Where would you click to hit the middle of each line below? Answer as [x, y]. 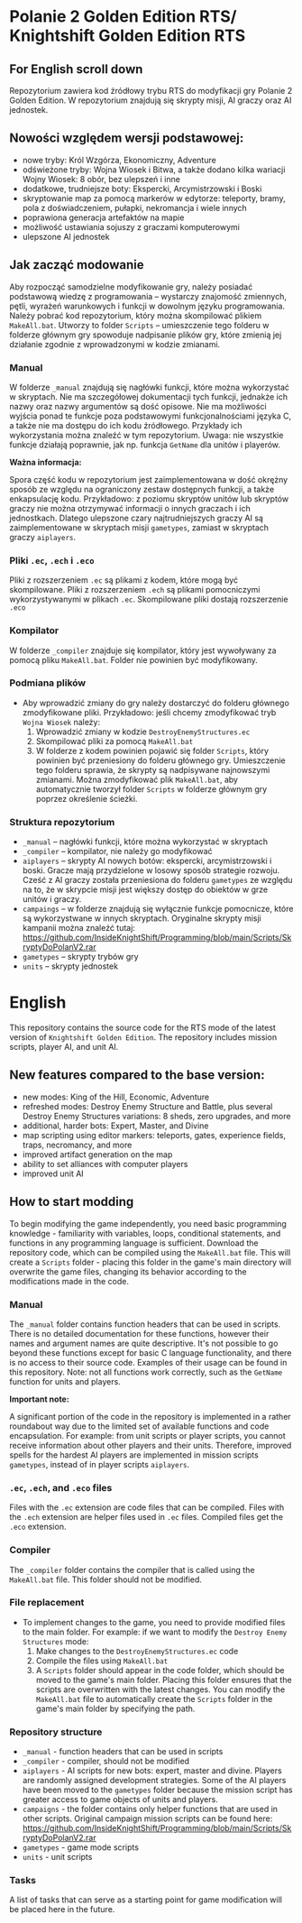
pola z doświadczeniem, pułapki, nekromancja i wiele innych [135, 207]
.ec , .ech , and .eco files [61, 1487]
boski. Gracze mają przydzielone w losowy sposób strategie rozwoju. [151, 870]
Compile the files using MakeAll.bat [102, 1661]
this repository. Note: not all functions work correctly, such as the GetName [146, 1372]
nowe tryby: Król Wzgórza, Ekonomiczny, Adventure [119, 160]
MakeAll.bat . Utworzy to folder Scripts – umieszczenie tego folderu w [139, 325]
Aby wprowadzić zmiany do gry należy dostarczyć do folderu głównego [156, 703]
